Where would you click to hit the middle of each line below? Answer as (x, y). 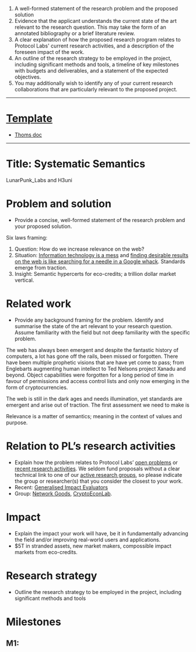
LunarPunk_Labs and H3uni (39, 180)
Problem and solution (59, 204)
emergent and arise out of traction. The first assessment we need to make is (98, 405)
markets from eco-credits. (46, 552)
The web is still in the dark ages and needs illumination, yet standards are (94, 398)
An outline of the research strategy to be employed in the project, (93, 58)
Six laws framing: (27, 237)
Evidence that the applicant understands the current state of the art (95, 21)
